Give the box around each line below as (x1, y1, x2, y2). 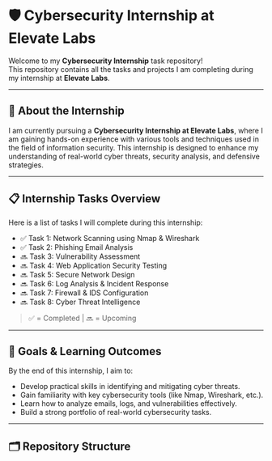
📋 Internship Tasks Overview (8, 192, 161, 206)
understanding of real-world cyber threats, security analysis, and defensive (8, 151, 261, 161)
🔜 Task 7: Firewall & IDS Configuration (19, 288, 149, 298)
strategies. (8, 159, 45, 170)
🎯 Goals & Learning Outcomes (8, 345, 162, 358)
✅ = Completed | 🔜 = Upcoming (28, 313, 137, 323)
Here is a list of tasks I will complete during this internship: (8, 218, 203, 227)
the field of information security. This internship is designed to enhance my (8, 142, 259, 152)
